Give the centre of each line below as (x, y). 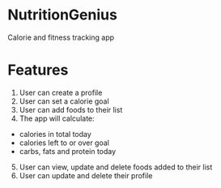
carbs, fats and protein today (68, 151)
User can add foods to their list (71, 109)
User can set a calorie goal (64, 101)
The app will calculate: (57, 118)
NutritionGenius (63, 15)
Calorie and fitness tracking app (61, 37)
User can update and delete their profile (86, 175)
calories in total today (55, 134)
